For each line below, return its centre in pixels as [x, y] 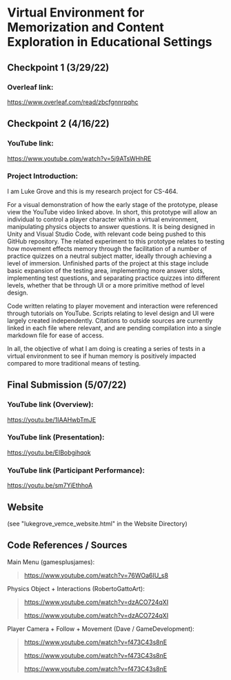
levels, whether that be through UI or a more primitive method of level [106, 285]
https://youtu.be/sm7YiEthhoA [50, 486]
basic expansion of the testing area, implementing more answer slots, [106, 270]
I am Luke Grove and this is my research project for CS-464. [92, 191]
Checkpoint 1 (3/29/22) [58, 67]
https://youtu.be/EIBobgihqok [49, 452]
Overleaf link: [30, 87]
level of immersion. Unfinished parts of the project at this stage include [108, 263]
